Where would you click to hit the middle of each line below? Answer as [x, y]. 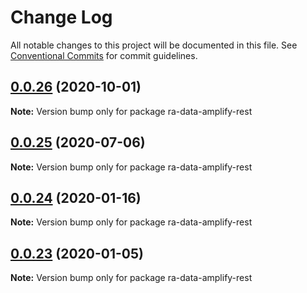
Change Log [61, 17]
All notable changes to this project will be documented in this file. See [154, 45]
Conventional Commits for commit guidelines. [104, 55]
